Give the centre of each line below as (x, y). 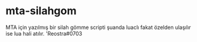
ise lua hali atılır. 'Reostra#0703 (44, 33)
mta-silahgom (41, 11)
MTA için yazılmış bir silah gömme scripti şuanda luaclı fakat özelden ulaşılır (98, 27)
